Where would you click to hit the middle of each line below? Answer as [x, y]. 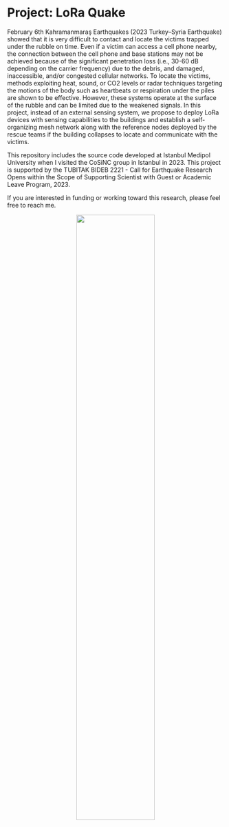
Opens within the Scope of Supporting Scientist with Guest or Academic [109, 177]
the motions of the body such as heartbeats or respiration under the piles [111, 90]
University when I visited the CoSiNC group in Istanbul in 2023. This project [114, 162]
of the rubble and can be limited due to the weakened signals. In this [104, 105]
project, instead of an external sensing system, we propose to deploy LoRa [113, 112]
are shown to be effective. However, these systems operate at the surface [112, 97]
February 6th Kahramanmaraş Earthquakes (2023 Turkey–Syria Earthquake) [115, 32]
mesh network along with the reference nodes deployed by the [128, 127]
